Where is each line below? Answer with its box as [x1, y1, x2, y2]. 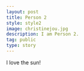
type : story [6, 43, 36, 49]
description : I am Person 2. [6, 31, 79, 37]
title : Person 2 [6, 14, 47, 20]
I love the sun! [6, 58, 41, 66]
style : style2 [6, 20, 42, 26]
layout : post [6, 8, 39, 15]
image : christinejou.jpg [6, 25, 68, 32]
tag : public [6, 37, 36, 43]
